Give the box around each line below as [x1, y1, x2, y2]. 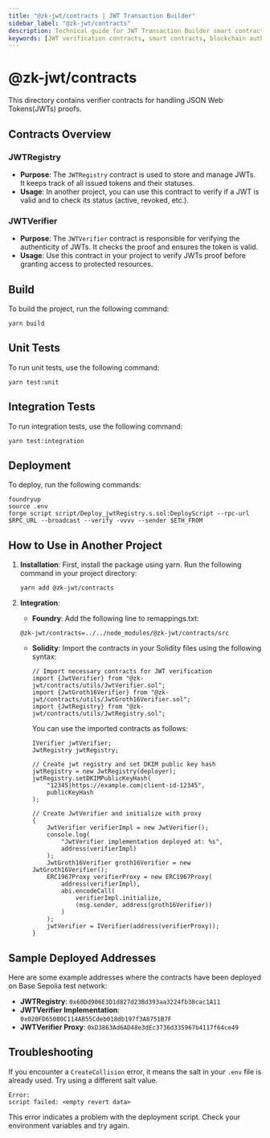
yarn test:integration [8, 437, 84, 445]
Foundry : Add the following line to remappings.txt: [31, 614, 199, 623]
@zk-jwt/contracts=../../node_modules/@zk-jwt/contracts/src [19, 629, 230, 638]
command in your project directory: [19, 569, 137, 578]
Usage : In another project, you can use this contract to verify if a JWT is [19, 187, 260, 196]
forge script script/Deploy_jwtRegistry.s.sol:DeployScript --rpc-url [8, 510, 250, 518]
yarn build [8, 319, 45, 327]
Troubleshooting [8, 1046, 94, 1059]
